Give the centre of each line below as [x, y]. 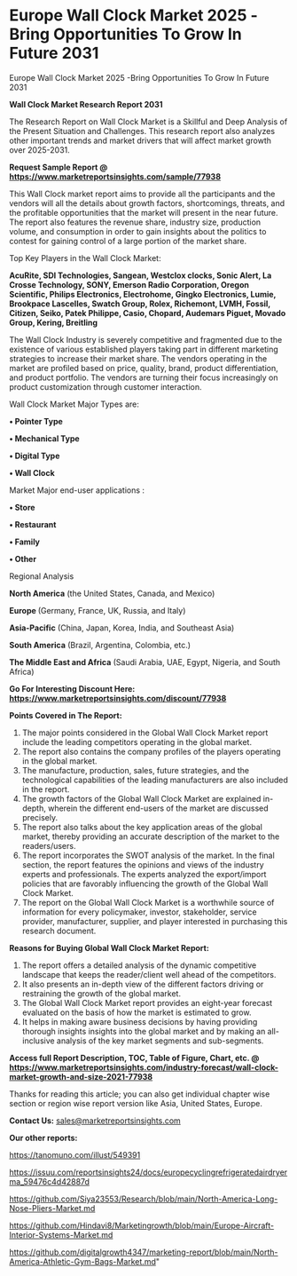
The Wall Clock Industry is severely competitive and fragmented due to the [146, 339]
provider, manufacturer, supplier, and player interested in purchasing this [155, 921]
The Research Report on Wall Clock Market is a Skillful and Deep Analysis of [148, 122]
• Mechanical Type [44, 438]
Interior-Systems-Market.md [61, 1234]
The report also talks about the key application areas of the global [142, 827]
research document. [59, 931]
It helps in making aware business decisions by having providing [140, 1021]
